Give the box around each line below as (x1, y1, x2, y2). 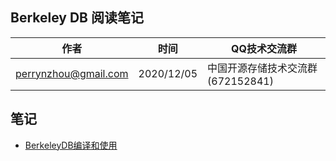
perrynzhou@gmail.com (15, 66, 129, 80)
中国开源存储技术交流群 (207, 61, 318, 75)
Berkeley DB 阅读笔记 (10, 9, 144, 27)
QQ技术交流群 (231, 41, 297, 55)
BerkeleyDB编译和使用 (24, 139, 118, 151)
